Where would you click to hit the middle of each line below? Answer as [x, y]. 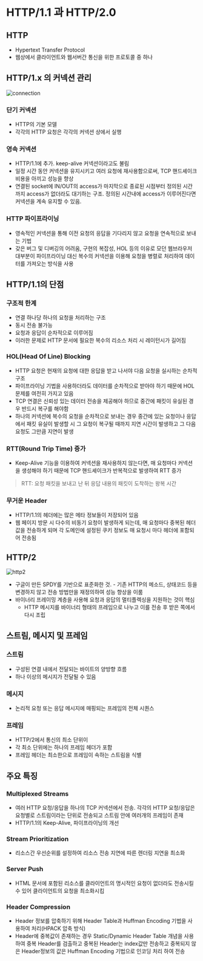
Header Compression [38, 907]
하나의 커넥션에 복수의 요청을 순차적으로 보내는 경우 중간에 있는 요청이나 [100, 416]
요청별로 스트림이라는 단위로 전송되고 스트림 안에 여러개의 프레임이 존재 [99, 815]
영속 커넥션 [22, 149]
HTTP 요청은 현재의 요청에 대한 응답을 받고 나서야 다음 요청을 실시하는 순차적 [106, 371]
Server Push [25, 869]
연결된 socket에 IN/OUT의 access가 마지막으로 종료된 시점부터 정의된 [98, 186]
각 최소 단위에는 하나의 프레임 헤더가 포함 [64, 747]
